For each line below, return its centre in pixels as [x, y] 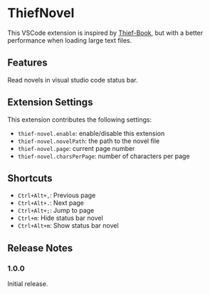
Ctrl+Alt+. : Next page [51, 203]
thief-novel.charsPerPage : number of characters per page [104, 156]
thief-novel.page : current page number [76, 148]
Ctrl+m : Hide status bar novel [60, 218]
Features [27, 63]
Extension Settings [50, 102]
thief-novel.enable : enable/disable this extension [91, 133]
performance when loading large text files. [70, 40]
